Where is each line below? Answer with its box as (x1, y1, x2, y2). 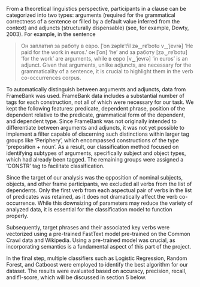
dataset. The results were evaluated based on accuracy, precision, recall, (6, 267, 187, 274)
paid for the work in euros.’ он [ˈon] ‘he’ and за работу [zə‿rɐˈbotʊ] (20, 49, 187, 56)
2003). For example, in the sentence (6, 31, 96, 38)
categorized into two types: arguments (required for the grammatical (6, 11, 175, 19)
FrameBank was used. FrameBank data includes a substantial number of (6, 92, 184, 99)
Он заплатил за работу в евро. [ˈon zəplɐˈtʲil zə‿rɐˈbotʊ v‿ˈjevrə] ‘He (20, 42, 193, 49)
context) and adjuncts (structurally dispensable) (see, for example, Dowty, (6, 24, 189, 31)
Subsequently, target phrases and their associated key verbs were (6, 224, 170, 231)
